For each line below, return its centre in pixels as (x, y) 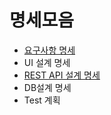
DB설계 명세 (47, 87)
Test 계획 (42, 100)
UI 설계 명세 (47, 62)
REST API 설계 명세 (62, 75)
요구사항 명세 (49, 50)
